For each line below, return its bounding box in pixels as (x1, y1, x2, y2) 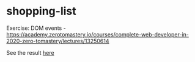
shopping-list (6, 4, 76, 18)
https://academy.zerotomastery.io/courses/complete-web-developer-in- (6, 30, 189, 38)
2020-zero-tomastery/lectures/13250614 (6, 37, 109, 44)
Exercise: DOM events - (6, 24, 66, 32)
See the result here (6, 49, 54, 56)
